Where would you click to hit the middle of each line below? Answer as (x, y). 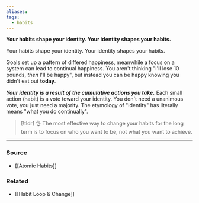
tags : (13, 17)
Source (17, 153)
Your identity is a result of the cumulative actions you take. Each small (94, 93)
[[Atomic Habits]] (36, 166)
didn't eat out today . (31, 81)
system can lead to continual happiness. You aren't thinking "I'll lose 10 (93, 69)
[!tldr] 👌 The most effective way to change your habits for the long (102, 123)
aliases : (17, 12)
